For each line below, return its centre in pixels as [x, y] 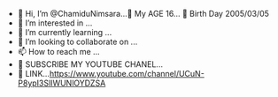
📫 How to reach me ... [58, 52]
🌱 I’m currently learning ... [65, 32]
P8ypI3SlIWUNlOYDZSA [62, 83]
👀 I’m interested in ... [55, 23]
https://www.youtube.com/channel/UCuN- [127, 74]
